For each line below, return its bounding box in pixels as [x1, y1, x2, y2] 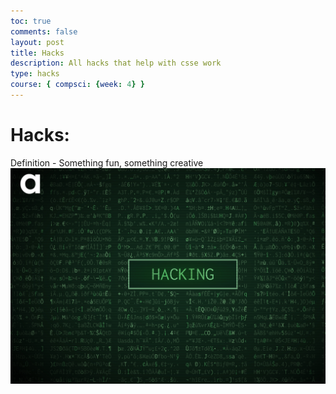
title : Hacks [10, 48, 65, 58]
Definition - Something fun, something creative [10, 156, 204, 169]
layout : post [10, 37, 65, 47]
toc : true [10, 16, 52, 26]
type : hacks [10, 69, 60, 79]
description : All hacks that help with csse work [10, 58, 222, 69]
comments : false [10, 26, 78, 37]
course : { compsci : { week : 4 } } [10, 80, 145, 90]
